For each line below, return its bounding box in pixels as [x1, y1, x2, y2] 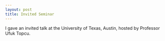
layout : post [5, 7, 32, 12]
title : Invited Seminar [5, 12, 55, 17]
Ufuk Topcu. [5, 30, 31, 36]
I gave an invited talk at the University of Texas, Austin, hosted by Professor [5, 25, 160, 31]
